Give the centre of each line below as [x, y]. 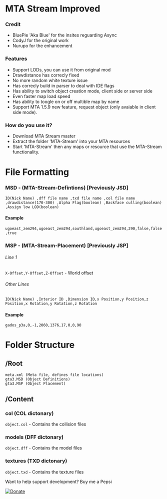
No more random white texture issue [50, 80]
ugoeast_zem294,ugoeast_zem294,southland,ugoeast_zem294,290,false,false [84, 228]
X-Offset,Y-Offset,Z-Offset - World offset [49, 272]
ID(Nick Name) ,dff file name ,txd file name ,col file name [70, 198]
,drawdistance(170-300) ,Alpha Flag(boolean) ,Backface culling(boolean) [84, 202]
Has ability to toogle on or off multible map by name [66, 101]
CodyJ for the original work [40, 40]
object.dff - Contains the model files [44, 448]
